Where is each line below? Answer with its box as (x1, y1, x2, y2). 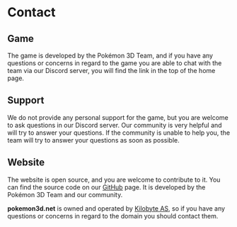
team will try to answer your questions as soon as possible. (7, 135, 180, 144)
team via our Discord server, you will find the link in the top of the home (7, 67, 216, 74)
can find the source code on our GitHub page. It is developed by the (7, 182, 206, 192)
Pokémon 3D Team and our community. (7, 190, 123, 199)
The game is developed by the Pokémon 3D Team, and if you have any (7, 51, 214, 60)
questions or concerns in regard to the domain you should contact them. (7, 211, 219, 220)
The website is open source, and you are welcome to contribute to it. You (7, 175, 221, 184)
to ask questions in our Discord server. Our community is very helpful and (7, 121, 222, 129)
